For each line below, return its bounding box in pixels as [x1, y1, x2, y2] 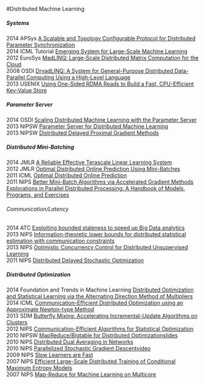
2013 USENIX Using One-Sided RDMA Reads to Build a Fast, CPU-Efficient [6, 80, 194, 88]
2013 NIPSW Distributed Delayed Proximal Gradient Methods [6, 129, 159, 137]
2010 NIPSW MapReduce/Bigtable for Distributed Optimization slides [6, 332, 178, 339]
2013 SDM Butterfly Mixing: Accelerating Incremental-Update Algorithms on [6, 312, 198, 320]
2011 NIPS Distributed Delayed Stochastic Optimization [6, 257, 144, 264]
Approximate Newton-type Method [6, 306, 95, 313]
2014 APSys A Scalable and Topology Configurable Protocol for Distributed [6, 34, 196, 42]
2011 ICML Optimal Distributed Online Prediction [6, 171, 127, 179]
